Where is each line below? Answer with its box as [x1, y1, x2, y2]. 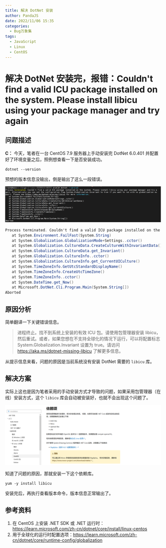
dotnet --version [5, 167, 41, 172]
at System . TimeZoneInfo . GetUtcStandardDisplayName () [11, 264, 123, 269]
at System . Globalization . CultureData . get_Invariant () [11, 248, 125, 254]
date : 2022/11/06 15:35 [5, 18, 54, 23]
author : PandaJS [5, 13, 39, 18]
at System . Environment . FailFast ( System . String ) [11, 233, 112, 238]
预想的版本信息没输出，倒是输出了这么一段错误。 [5, 176, 105, 182]
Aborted [5, 290, 21, 295]
